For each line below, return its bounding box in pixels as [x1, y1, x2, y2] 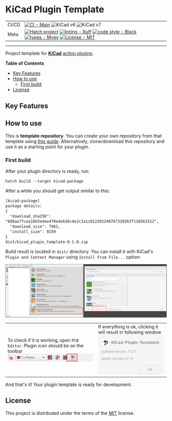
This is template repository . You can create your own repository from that [5, 133, 162, 139]
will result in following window [98, 329, 161, 335]
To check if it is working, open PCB [7, 337, 79, 343]
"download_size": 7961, [10, 224, 60, 229]
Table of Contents [5, 60, 45, 66]
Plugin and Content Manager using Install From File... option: [5, 253, 141, 260]
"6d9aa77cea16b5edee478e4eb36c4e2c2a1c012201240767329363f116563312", [5, 218, 159, 224]
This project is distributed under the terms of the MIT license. [5, 410, 135, 416]
